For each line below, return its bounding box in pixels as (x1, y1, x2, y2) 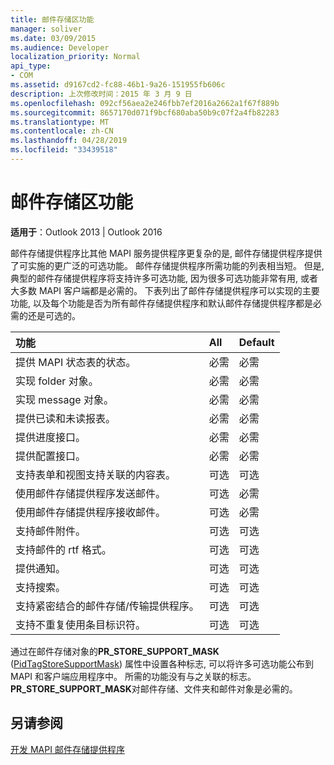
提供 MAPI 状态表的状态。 (15, 355, 137, 369)
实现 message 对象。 (15, 392, 114, 406)
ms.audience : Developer (10, 42, 110, 53)
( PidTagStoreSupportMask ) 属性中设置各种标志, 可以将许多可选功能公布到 (10, 657, 314, 670)
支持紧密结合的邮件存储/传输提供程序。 (15, 599, 200, 613)
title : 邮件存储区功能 (10, 14, 95, 25)
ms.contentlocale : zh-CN (10, 126, 114, 136)
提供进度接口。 (15, 430, 87, 444)
